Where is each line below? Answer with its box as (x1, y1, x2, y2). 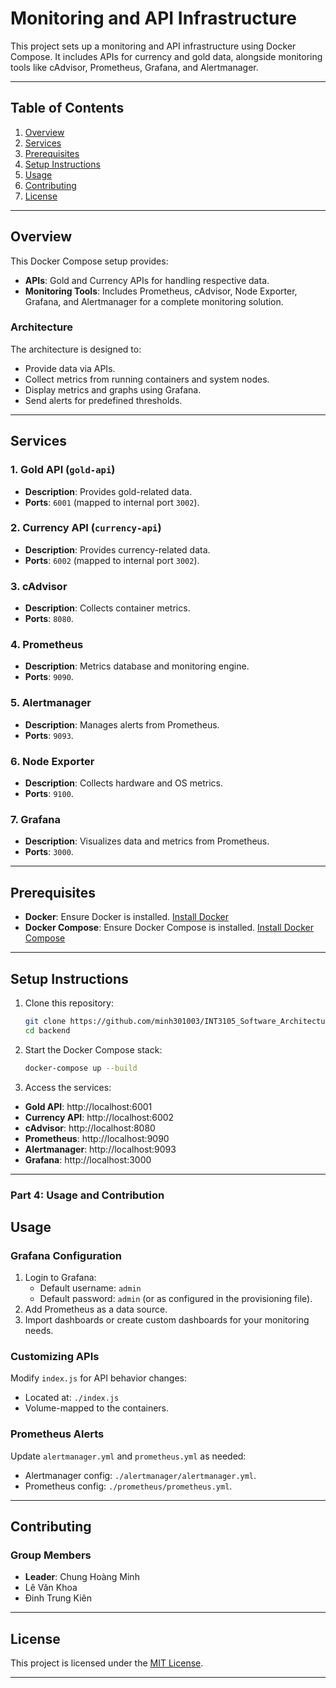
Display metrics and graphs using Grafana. (24, 383, 202, 396)
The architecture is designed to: (10, 343, 142, 355)
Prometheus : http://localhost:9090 (24, 1132, 170, 1144)
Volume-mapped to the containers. (24, 1402, 170, 1414)
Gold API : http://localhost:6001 (24, 1100, 153, 1112)
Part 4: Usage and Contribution (10, 1188, 165, 1202)
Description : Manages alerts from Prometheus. (24, 718, 220, 731)
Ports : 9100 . (24, 788, 74, 800)
